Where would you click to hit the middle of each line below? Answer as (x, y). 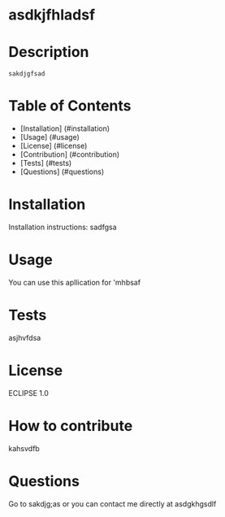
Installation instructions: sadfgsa (63, 227)
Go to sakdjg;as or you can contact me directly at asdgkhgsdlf (112, 504)
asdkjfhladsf (52, 15)
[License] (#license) (54, 146)
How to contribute (71, 426)
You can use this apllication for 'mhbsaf (74, 282)
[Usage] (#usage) (50, 137)
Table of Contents (70, 106)
